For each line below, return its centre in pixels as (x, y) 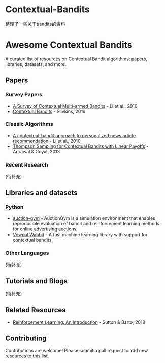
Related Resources (36, 310)
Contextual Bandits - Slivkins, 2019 (49, 111)
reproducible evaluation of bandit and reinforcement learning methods (86, 223)
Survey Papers (24, 95)
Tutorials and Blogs (36, 281)
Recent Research (27, 164)
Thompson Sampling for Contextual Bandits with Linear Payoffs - (80, 146)
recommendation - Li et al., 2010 (46, 141)
